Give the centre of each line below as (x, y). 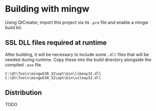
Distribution (24, 93)
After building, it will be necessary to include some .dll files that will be (77, 54)
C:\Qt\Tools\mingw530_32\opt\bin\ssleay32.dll (53, 78)
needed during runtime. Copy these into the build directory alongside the (78, 60)
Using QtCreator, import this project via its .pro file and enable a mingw (77, 22)
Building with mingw (47, 9)
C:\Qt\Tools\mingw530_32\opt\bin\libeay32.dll (53, 74)
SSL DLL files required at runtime (56, 43)
